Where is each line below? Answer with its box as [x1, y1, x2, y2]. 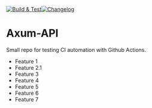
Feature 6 [14, 90, 39, 97]
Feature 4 [14, 76, 39, 84]
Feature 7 [14, 95, 39, 103]
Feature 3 [14, 70, 39, 78]
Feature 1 [14, 57, 38, 65]
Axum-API [6, 27, 59, 40]
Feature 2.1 [14, 64, 42, 71]
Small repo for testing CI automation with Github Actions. [6, 46, 147, 53]
